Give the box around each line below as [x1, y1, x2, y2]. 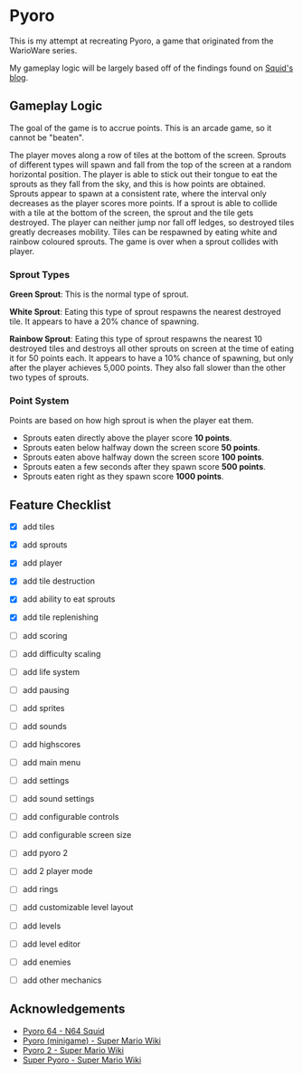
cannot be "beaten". [9, 132, 84, 143]
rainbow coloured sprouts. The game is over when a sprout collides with [9, 236, 279, 247]
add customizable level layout [22, 902, 134, 913]
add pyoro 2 [22, 848, 68, 859]
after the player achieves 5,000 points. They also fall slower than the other [9, 363, 287, 374]
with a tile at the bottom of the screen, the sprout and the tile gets [9, 207, 254, 218]
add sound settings [22, 794, 95, 804]
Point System [9, 394, 70, 407]
